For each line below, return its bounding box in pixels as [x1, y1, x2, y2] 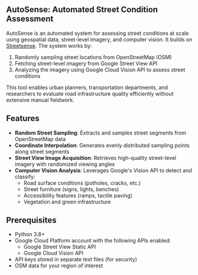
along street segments [14, 148, 70, 155]
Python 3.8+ [14, 231, 46, 238]
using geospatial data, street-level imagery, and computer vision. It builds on [6, 35, 193, 43]
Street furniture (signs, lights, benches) [23, 185, 119, 192]
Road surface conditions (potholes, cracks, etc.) [23, 179, 141, 186]
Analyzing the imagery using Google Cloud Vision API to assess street [14, 66, 186, 73]
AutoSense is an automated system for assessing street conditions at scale [6, 30, 189, 37]
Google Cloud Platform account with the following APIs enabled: [14, 237, 171, 244]
